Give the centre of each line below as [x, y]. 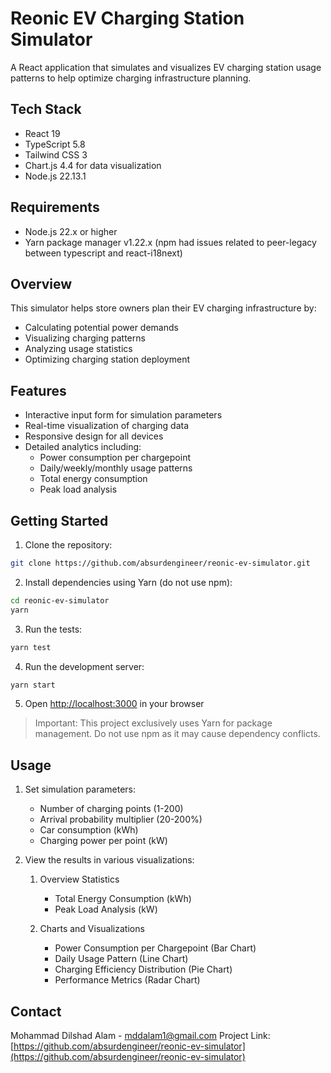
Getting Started [59, 520]
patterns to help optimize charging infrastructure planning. [131, 78]
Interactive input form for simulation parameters [123, 415]
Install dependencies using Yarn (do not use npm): [128, 582]
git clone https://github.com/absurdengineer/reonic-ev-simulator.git [160, 563]
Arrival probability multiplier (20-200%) [121, 819]
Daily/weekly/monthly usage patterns [116, 468]
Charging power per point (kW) [103, 841]
